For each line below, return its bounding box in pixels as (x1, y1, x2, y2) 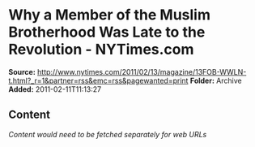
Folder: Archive (189, 76, 242, 85)
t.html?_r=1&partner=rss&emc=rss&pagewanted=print (8, 76, 189, 85)
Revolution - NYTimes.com (8, 41, 194, 58)
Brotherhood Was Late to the (8, 23, 206, 41)
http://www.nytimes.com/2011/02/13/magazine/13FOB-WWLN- (37, 67, 247, 76)
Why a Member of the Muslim (8, 6, 210, 24)
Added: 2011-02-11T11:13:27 (8, 84, 102, 94)
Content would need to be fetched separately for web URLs (8, 129, 207, 139)
